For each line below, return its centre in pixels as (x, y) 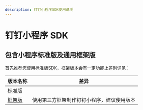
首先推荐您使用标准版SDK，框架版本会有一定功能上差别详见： (68, 68)
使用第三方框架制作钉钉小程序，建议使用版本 (84, 100)
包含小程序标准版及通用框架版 (50, 55)
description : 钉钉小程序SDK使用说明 (39, 10)
